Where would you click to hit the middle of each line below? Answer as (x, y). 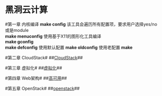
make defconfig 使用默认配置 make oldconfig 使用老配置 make (69, 47)
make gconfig (19, 41)
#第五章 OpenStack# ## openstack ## (42, 88)
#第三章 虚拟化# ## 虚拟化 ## (34, 68)
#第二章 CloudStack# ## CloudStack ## (44, 57)
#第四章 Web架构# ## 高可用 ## (36, 78)
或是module (17, 30)
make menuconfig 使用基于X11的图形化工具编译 (53, 36)
